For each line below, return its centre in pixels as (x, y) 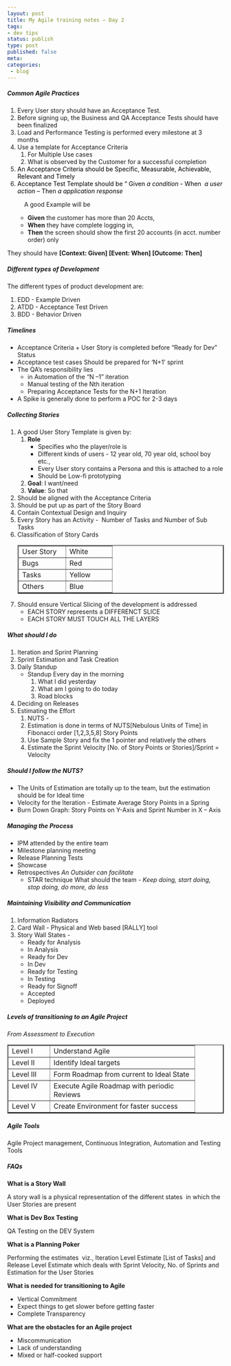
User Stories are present (42, 1205)
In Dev (36, 964)
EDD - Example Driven (48, 300)
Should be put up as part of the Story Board (79, 505)
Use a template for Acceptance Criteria (73, 147)
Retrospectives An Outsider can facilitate (75, 872)
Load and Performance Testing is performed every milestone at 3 (110, 132)
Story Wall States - (44, 935)
